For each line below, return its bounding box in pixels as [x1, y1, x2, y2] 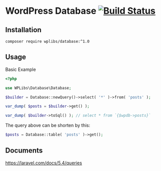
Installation [5, 26, 42, 34]
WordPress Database [5, 5, 96, 17]
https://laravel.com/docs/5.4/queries [5, 160, 82, 166]
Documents [5, 146, 43, 155]
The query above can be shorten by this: [5, 123, 90, 129]
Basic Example [5, 66, 37, 72]
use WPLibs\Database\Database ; [5, 85, 72, 90]
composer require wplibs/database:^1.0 [5, 39, 90, 44]
